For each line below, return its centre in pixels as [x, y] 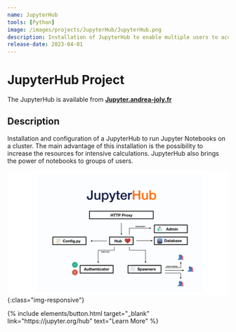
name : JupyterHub [33, 15]
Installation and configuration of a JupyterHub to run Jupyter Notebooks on [117, 138]
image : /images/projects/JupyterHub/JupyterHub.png [84, 29]
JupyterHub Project [66, 80]
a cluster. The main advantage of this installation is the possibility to [105, 146]
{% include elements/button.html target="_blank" [78, 314]
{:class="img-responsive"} [46, 300]
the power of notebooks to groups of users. [70, 161]
